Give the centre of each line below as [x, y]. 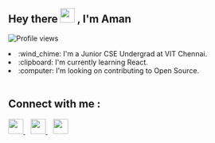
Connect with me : [55, 104]
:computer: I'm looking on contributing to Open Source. [109, 70]
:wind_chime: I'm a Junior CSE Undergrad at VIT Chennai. [113, 53]
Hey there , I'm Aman [70, 19]
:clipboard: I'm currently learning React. [84, 62]
